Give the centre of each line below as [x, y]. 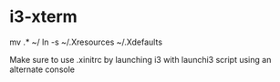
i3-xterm [43, 17]
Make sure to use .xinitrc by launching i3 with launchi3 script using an [140, 59]
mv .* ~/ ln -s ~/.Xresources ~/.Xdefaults [86, 42]
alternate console [42, 69]
